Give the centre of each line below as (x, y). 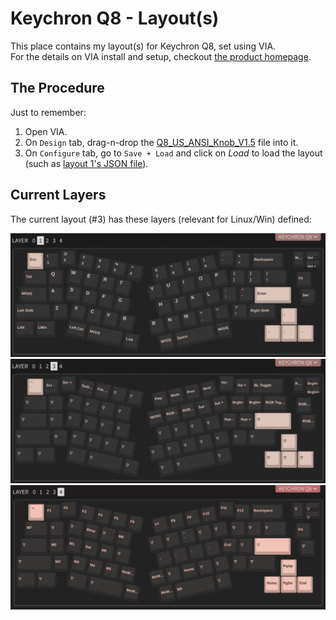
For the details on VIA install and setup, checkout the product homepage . (161, 56)
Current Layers (58, 195)
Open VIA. (46, 131)
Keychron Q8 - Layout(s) (115, 18)
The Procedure (57, 88)
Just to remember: (48, 112)
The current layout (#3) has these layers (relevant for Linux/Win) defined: (161, 219)
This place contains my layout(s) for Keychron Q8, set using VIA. (143, 46)
